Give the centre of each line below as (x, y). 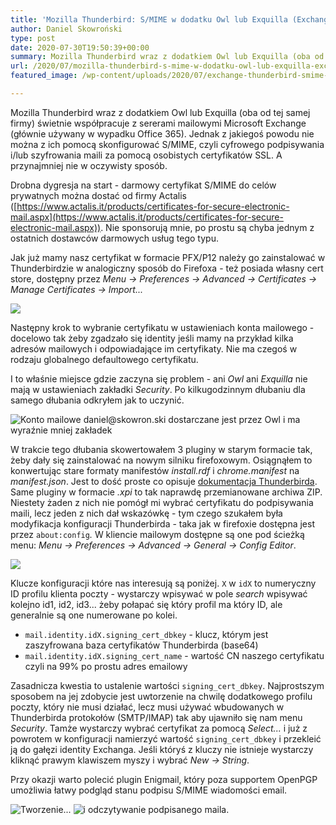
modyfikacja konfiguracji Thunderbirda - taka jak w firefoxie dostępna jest (162, 523)
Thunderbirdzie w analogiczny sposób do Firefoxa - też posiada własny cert (167, 268)
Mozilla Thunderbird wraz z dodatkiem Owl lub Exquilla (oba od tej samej (160, 112)
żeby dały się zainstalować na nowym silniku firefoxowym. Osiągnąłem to (161, 460)
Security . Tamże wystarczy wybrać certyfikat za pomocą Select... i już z (159, 728)
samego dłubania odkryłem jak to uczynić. (97, 400)
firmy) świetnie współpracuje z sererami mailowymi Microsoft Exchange (158, 123)
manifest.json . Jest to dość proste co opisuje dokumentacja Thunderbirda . (164, 481)
